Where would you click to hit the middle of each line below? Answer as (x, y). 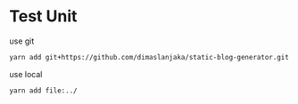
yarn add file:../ (43, 91)
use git (22, 41)
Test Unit (43, 16)
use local (26, 74)
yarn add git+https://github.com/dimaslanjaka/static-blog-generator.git (149, 57)
